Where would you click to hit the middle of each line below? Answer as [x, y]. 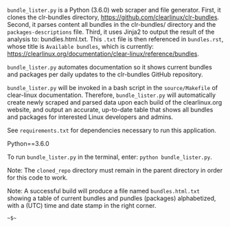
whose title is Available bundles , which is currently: [81, 46]
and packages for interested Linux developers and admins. [90, 117]
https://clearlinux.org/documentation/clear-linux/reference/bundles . [103, 54]
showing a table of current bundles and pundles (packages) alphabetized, [112, 198]
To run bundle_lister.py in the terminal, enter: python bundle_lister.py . [110, 157]
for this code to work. [37, 177]
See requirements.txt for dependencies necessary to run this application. [112, 130]
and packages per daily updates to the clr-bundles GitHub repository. [105, 74]
